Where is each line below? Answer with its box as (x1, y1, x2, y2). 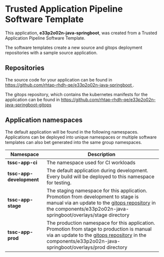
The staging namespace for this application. (46, 187, 147, 194)
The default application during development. (46, 167, 148, 174)
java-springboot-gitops (5, 101, 52, 108)
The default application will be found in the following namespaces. (5, 129, 139, 135)
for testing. (46, 179, 72, 186)
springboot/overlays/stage (46, 211, 108, 218)
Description (87, 151, 116, 158)
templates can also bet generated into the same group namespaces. (5, 139, 143, 145)
